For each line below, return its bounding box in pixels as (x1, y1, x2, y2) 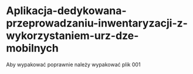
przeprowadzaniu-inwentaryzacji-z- (6, 16, 188, 30)
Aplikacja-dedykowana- (6, 4, 127, 18)
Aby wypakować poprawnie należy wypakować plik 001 (6, 60, 141, 68)
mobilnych (6, 42, 59, 55)
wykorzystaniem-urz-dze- (6, 29, 139, 42)
